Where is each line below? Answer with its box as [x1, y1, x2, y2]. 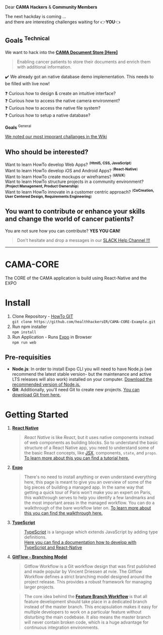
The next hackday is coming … [5, 14, 66, 19]
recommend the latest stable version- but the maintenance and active [12, 371, 151, 377]
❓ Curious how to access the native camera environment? [5, 97, 120, 104]
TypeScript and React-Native [24, 544, 82, 550]
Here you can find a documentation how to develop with [24, 540, 137, 545]
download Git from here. [12, 392, 61, 398]
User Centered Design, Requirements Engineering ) [5, 194, 92, 199]
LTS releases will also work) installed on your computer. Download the [12, 377, 153, 382]
